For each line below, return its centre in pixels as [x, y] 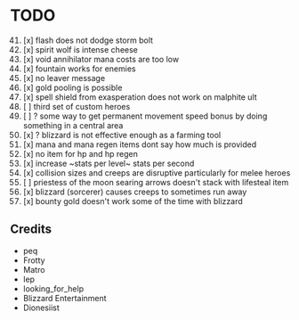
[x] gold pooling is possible [73, 87]
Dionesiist [41, 308]
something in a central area [73, 125]
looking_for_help [53, 288]
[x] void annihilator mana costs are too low [101, 59]
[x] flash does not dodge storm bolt [88, 40]
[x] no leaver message [64, 78]
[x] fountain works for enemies [79, 69]
